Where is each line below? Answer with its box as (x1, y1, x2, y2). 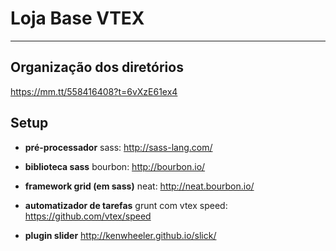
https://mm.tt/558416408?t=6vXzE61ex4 (10, 85, 178, 97)
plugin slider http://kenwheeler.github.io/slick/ (24, 229, 217, 241)
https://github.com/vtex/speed (24, 210, 152, 222)
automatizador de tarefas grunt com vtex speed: (24, 199, 228, 211)
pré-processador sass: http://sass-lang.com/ (24, 141, 213, 153)
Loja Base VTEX (10, 7, 145, 30)
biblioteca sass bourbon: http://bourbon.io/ (24, 160, 206, 172)
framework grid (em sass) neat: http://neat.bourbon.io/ (24, 180, 255, 192)
